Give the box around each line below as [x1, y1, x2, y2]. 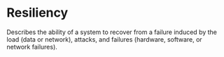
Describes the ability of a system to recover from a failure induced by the [6, 28, 218, 36]
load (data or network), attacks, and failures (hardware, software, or [6, 35, 202, 43]
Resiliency [6, 5, 69, 21]
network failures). [6, 42, 57, 51]
